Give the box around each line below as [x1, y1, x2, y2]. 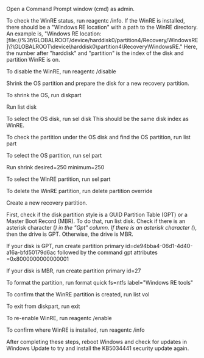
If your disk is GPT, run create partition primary [6, 243, 124, 249]
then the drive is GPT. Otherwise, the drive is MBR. [6, 230, 133, 238]
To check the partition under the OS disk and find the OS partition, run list [6, 134, 191, 141]
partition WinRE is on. [6, 56, 60, 63]
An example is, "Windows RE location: [6, 30, 102, 37]
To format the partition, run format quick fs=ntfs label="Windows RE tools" [6, 279, 194, 286]
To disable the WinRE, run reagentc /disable [6, 68, 117, 75]
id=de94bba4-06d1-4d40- [125, 243, 193, 249]
